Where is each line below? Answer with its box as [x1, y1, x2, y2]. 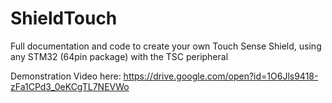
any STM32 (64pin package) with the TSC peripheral [10, 50, 229, 62]
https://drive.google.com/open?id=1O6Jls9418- [123, 70, 319, 82]
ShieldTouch [10, 7, 118, 30]
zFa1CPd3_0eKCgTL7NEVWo [10, 80, 130, 92]
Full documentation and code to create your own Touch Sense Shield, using [10, 40, 322, 52]
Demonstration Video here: [10, 70, 122, 82]
